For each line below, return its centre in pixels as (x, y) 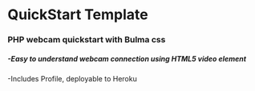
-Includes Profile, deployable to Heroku (72, 79)
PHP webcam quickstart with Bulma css (87, 40)
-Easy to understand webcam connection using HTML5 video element (127, 58)
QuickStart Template (78, 15)
